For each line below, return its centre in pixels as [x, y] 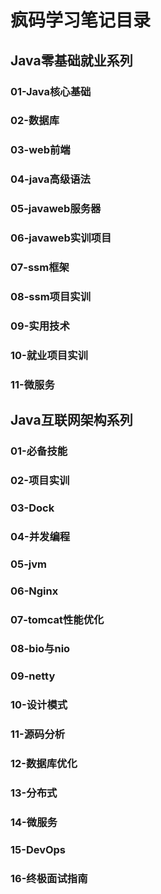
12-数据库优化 [44, 764]
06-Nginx [34, 591]
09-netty [33, 676]
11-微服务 [32, 384]
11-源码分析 [38, 734]
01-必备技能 [39, 451]
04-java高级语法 [50, 179]
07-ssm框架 [40, 268]
